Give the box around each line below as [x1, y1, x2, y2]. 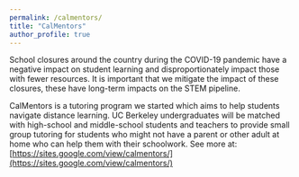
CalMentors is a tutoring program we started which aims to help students [9, 101, 280, 111]
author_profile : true [9, 30, 91, 39]
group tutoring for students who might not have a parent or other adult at [9, 129, 280, 140]
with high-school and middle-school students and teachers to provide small [9, 119, 290, 130]
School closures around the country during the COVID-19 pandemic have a [9, 55, 287, 66]
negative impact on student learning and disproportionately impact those [9, 64, 280, 75]
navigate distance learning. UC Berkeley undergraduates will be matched [9, 110, 281, 121]
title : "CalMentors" [9, 22, 87, 31]
